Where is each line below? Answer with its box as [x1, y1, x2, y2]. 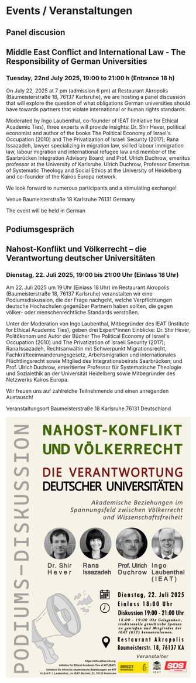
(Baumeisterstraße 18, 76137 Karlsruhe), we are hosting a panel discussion [6, 94, 186, 101]
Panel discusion [6, 28, 66, 37]
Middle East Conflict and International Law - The [6, 47, 186, 57]
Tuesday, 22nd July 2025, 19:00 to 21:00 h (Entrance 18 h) [6, 74, 175, 82]
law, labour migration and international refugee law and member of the [6, 148, 176, 156]
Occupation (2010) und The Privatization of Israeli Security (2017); [6, 339, 166, 346]
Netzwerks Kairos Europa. [6, 376, 69, 383]
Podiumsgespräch [6, 224, 74, 234]
